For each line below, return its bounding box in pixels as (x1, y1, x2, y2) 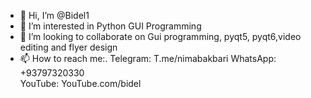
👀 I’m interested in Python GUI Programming (19, 20, 202, 32)
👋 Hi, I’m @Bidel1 (19, 10, 90, 21)
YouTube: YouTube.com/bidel (19, 78, 142, 89)
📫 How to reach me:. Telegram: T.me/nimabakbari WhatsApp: (19, 53, 277, 64)
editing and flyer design (19, 41, 118, 53)
